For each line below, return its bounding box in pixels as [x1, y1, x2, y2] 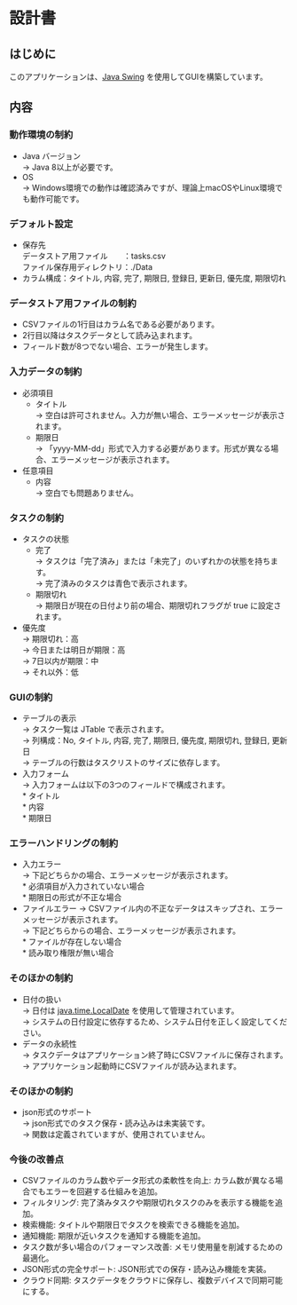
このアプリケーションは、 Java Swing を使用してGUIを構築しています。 [9, 72, 268, 82]
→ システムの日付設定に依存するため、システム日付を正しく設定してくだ [21, 1016, 288, 1026]
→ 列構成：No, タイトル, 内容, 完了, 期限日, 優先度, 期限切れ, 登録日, [21, 735, 270, 746]
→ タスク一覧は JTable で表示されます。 [21, 724, 169, 735]
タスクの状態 [21, 534, 69, 544]
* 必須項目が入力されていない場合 [21, 881, 145, 892]
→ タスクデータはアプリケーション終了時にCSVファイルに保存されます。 [21, 1049, 288, 1060]
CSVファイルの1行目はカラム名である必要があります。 [21, 319, 220, 329]
